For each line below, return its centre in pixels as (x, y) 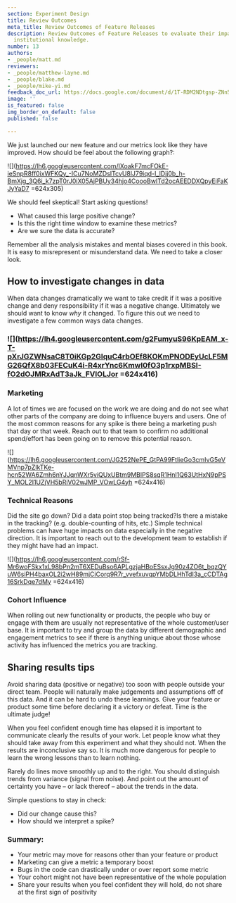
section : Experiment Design (48, 14)
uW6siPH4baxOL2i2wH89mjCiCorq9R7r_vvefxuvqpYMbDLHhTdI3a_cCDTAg (118, 574)
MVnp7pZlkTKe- (31, 467)
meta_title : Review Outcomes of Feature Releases (81, 27)
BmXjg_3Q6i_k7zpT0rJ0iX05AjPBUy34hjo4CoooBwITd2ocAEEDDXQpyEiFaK (118, 181)
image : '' (22, 99)
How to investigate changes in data (86, 281)
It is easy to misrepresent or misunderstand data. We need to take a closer (115, 251)
